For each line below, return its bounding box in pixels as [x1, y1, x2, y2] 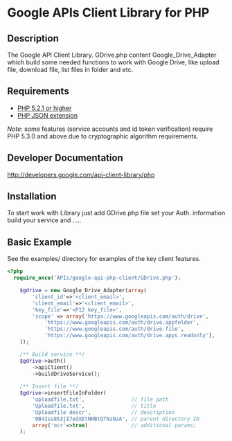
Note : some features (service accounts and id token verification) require [7, 125, 213, 133]
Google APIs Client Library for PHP [7, 5, 210, 21]
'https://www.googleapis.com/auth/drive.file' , [44, 325, 185, 333]
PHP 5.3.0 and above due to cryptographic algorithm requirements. [7, 132, 199, 140]
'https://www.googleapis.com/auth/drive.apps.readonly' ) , [44, 332, 215, 339]
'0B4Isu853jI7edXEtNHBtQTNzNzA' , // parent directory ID [32, 415, 199, 422]
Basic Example [7, 236, 72, 248]
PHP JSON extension [17, 111, 78, 119]
